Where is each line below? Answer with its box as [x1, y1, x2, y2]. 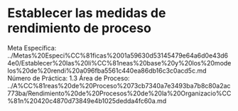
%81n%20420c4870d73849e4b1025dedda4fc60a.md [7, 96, 167, 105]
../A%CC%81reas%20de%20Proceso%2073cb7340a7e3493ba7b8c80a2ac [7, 81, 231, 90]
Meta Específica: [7, 43, 57, 52]
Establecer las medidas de [7, 5, 166, 21]
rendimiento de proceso [7, 20, 151, 36]
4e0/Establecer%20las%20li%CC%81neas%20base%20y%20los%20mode [7, 58, 232, 67]
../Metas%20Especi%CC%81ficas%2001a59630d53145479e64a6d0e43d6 [7, 51, 229, 60]
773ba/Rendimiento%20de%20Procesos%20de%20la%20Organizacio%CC [7, 89, 232, 97]
